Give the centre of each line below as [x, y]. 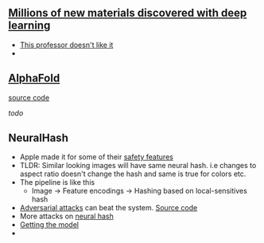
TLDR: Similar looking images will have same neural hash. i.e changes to [138, 166]
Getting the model [49, 225]
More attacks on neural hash [66, 216]
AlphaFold [34, 78]
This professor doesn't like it [66, 45]
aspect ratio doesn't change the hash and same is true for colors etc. [133, 174]
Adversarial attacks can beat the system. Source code [109, 208]
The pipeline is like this [57, 182]
